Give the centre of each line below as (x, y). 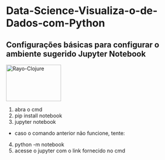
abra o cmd (28, 109)
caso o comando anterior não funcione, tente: (70, 133)
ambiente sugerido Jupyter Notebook (76, 54)
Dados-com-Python (56, 23)
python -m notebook (39, 145)
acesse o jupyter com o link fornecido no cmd (70, 151)
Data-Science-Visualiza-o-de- (82, 11)
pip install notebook (38, 116)
